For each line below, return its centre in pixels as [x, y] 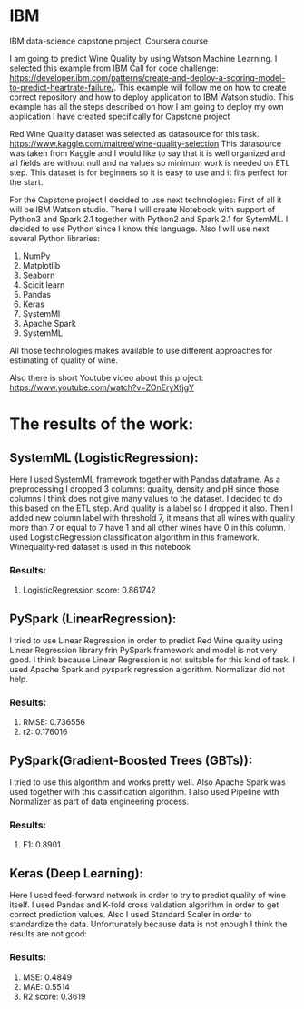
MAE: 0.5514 [46, 986]
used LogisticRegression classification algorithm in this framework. [135, 537]
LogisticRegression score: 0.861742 [89, 590]
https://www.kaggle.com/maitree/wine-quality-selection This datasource [146, 143]
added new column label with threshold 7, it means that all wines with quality [152, 517]
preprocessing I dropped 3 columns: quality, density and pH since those [144, 489]
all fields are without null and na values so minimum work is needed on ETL [150, 162]
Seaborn [39, 275]
